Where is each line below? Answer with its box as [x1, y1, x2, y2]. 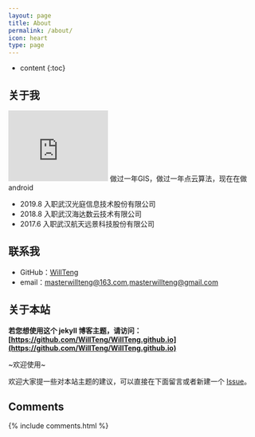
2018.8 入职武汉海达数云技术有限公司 [19, 209, 142, 218]
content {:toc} [19, 63, 66, 73]
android [8, 183, 34, 192]
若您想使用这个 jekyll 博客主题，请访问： [8, 325, 142, 335]
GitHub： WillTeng [19, 267, 79, 277]
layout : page [8, 11, 52, 20]
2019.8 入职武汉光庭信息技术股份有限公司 [19, 199, 156, 208]
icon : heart [8, 33, 48, 42]
